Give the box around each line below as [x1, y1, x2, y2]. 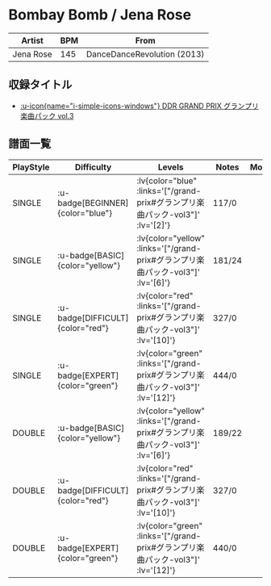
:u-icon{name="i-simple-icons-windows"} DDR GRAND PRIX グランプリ [19, 101, 260, 111]
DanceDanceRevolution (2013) [85, 48, 205, 60]
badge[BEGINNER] [57, 197, 129, 208]
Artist [21, 35, 44, 46]
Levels [157, 161, 184, 173]
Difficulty [74, 161, 112, 173]
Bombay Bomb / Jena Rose [8, 6, 192, 24]
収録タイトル [8, 78, 73, 92]
